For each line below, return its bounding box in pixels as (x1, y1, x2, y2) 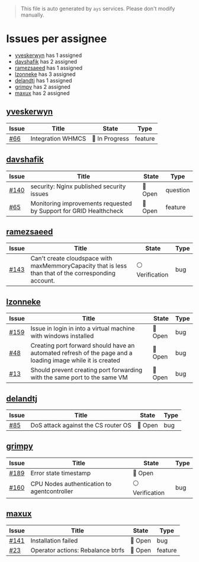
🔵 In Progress (91, 134, 129, 142)
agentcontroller (30, 487, 73, 496)
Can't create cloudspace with (30, 255, 113, 263)
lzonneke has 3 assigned (14, 71, 76, 78)
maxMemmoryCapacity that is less (30, 262, 127, 270)
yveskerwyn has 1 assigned (14, 52, 82, 59)
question (165, 186, 190, 194)
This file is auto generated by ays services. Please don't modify (20, 5, 175, 12)
